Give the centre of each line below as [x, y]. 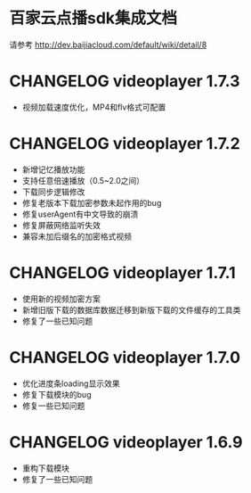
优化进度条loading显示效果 [71, 383]
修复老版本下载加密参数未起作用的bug [92, 202]
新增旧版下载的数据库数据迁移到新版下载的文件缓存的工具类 [131, 309]
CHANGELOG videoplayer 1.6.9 [126, 442]
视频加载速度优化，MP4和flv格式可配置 [94, 107]
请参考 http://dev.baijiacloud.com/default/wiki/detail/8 [108, 45]
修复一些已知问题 [53, 406]
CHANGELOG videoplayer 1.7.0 [125, 357]
